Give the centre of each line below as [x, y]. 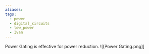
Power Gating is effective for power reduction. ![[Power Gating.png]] [75, 46]
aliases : [14, 10]
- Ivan [16, 32]
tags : [11, 14]
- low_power [22, 28]
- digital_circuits [30, 23]
